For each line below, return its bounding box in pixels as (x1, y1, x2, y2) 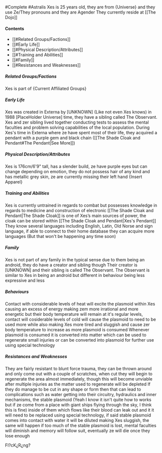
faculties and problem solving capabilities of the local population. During (5, 125, 150, 130)
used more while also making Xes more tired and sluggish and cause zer (5, 322, 150, 327)
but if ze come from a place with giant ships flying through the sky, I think (5, 401, 152, 408)
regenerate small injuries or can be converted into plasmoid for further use (5, 337, 154, 343)
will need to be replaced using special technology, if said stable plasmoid (5, 412, 151, 418)
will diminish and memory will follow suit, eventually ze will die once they (5, 428, 150, 434)
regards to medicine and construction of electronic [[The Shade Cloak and (5, 208, 154, 214)
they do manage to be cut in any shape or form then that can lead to (5, 386, 142, 392)
